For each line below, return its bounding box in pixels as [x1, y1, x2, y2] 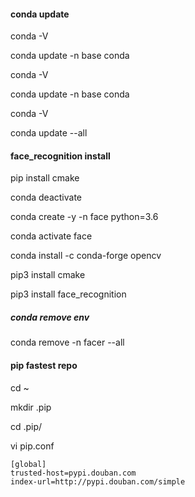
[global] [10, 459, 47, 469]
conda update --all [10, 127, 88, 139]
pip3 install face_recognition [10, 288, 127, 300]
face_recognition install [10, 150, 111, 162]
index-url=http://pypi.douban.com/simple [10, 476, 186, 487]
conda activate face [10, 230, 93, 242]
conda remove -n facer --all [10, 336, 125, 349]
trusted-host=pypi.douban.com [10, 468, 137, 478]
